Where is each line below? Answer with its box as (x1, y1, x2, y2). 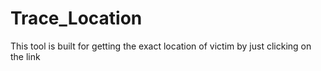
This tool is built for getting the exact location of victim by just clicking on (10, 40, 312, 52)
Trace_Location (10, 7, 143, 30)
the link (10, 50, 41, 62)
